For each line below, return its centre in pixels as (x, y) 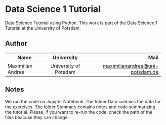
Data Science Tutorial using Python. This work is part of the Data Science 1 (81, 23)
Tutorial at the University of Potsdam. (43, 28)
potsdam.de (145, 72)
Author (16, 44)
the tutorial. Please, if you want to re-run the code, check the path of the (79, 112)
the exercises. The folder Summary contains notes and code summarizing (80, 107)
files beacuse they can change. (37, 117)
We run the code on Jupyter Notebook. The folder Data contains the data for (83, 101)
